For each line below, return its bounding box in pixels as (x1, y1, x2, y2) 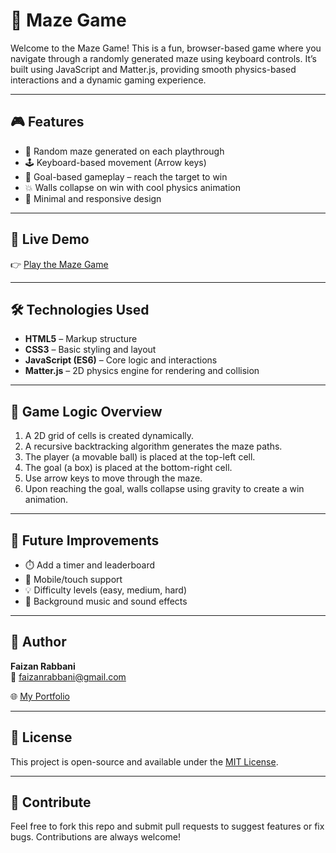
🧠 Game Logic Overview (10, 403, 163, 420)
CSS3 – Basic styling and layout (24, 344, 157, 356)
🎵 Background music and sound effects (24, 595, 188, 607)
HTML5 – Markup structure (24, 333, 138, 345)
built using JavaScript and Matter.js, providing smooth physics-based (10, 63, 297, 75)
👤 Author (10, 634, 67, 651)
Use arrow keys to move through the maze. (24, 472, 203, 484)
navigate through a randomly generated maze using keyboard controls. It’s (10, 52, 317, 64)
